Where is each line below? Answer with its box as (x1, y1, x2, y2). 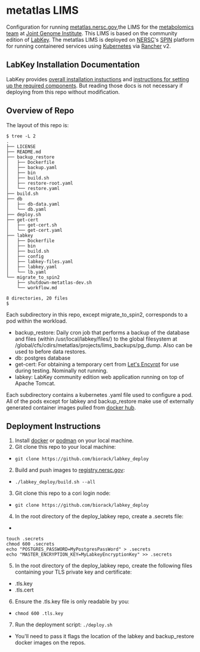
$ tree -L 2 (6, 133, 36, 139)
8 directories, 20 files (6, 295, 68, 301)
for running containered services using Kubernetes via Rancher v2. (6, 42, 171, 50)
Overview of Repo (6, 106, 75, 116)
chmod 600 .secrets (6, 541, 55, 547)
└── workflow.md (17, 284, 58, 290)
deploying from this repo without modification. (6, 88, 121, 96)
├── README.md (6, 149, 42, 155)
